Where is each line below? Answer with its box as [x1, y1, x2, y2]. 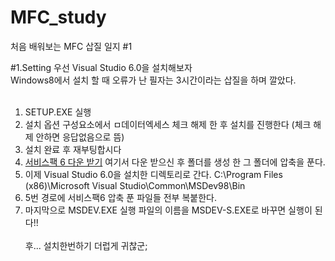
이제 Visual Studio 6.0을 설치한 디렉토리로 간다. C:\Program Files [24, 168, 283, 180]
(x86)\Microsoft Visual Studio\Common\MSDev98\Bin [24, 179, 246, 191]
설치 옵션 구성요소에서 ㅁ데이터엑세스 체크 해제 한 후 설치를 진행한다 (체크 [24, 118, 312, 130]
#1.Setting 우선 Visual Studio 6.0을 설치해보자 [10, 61, 193, 73]
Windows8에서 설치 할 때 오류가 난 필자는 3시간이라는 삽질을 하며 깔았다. [10, 74, 297, 86]
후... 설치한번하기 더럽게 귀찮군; [24, 239, 148, 251]
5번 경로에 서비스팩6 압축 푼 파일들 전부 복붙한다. [24, 191, 217, 203]
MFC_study [10, 6, 107, 29]
